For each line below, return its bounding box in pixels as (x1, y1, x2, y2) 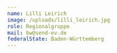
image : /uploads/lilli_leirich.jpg (7, 17, 111, 23)
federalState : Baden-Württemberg (7, 36, 104, 43)
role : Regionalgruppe (7, 23, 70, 30)
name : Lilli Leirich (7, 10, 68, 17)
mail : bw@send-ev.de (7, 29, 68, 36)
